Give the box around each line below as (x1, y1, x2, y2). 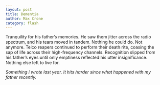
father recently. (5, 74, 37, 80)
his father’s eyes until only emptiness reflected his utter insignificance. (5, 54, 148, 61)
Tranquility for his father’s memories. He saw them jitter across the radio (5, 34, 151, 40)
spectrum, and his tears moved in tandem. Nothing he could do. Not (5, 39, 142, 45)
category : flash (5, 20, 39, 26)
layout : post (5, 7, 32, 12)
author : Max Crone (5, 16, 43, 21)
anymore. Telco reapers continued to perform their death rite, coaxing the (5, 44, 155, 50)
